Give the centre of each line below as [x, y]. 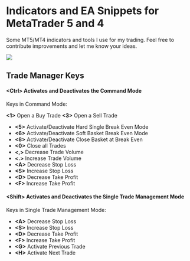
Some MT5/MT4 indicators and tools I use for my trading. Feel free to [90, 40]
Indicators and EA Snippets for [83, 11]
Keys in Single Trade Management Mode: [56, 210]
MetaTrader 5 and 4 [55, 23]
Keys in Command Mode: [37, 104]
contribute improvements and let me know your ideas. [72, 46]
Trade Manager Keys [45, 76]
